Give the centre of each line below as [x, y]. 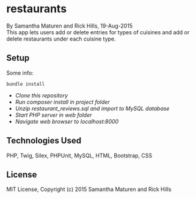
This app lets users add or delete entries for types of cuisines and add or [98, 32]
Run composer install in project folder [62, 102]
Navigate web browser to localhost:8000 [67, 121]
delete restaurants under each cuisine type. [61, 39]
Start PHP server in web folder [53, 115]
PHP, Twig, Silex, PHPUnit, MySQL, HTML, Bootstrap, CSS [79, 156]
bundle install [26, 84]
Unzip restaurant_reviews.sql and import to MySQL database [92, 108]
